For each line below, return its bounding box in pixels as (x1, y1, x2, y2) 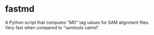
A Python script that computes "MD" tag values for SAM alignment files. (5, 19, 150, 25)
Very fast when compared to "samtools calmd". (5, 24, 100, 30)
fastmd (5, 3, 35, 15)
